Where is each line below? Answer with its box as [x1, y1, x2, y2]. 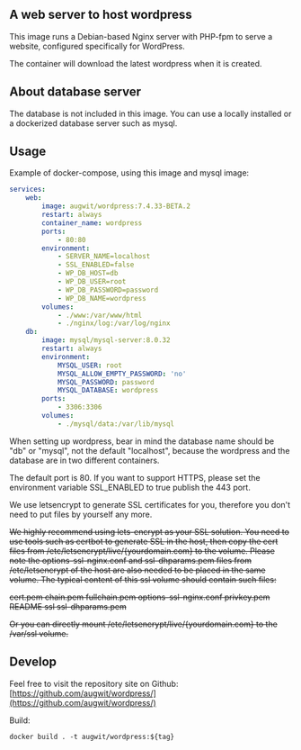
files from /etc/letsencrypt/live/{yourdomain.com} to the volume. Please [9, 545, 276, 556]
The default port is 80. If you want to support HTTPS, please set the [9, 472, 261, 483]
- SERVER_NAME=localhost [57, 252, 151, 261]
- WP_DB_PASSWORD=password [57, 285, 159, 294]
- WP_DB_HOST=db [57, 269, 119, 278]
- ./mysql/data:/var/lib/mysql [57, 419, 175, 429]
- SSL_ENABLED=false [57, 260, 135, 269]
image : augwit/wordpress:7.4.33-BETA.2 [41, 202, 191, 211]
